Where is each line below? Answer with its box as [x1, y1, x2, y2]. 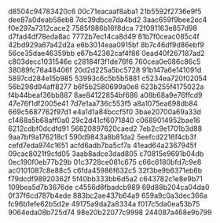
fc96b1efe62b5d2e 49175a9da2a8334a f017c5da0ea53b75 [8, 199, 200, 208]
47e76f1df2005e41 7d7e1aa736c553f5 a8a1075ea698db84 [8, 98, 198, 108]
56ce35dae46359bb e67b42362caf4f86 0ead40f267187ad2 [8, 49, 206, 58]
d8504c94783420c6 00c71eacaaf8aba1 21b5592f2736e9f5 [8, 7, 202, 16]
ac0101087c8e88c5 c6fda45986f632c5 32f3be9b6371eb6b [8, 165, 203, 175]
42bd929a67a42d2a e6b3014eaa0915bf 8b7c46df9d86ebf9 [8, 40, 204, 50]
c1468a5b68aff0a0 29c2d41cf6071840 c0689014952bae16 [8, 116, 200, 125]
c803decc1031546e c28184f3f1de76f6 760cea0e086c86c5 [8, 57, 201, 66]
